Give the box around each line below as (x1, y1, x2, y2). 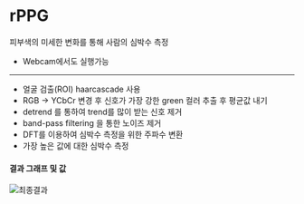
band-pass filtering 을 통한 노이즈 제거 (22, 117, 162, 128)
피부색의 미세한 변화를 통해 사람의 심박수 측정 (9, 36, 169, 47)
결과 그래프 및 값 (9, 162, 67, 173)
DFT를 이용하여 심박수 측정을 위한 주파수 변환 (22, 129, 184, 140)
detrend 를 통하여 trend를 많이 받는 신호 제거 (22, 106, 183, 117)
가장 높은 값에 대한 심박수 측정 (22, 140, 129, 151)
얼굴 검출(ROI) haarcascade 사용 (22, 83, 141, 94)
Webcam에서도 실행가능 (22, 55, 109, 66)
